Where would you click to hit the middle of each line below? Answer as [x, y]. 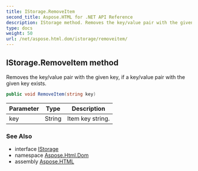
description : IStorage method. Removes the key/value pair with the [92, 22]
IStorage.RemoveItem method [62, 63]
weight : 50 [19, 34]
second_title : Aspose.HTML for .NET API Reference [70, 17]
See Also [19, 136]
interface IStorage [37, 149]
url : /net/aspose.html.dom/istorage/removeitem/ [67, 39]
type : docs [19, 28]
